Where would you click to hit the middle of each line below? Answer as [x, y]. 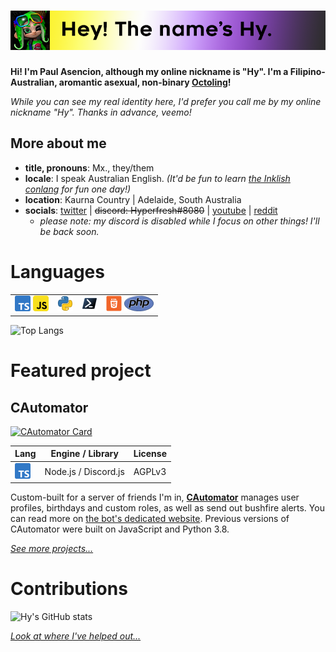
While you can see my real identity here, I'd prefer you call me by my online [166, 101]
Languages [57, 271]
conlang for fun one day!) [78, 189]
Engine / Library [84, 454]
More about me [58, 143]
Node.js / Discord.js [84, 472]
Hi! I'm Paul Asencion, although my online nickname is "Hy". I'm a [149, 71]
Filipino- [307, 71]
